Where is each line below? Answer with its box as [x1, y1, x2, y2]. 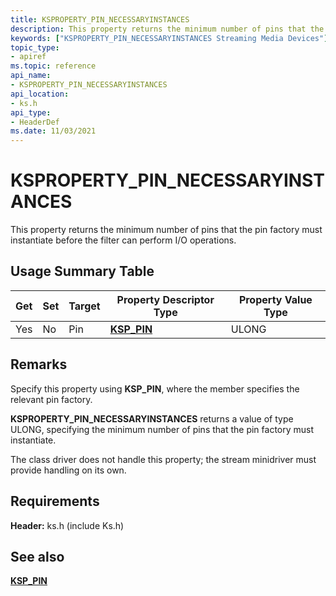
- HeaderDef [10, 117, 60, 127]
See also [10, 548, 65, 565]
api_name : [10, 71, 52, 81]
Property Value [238, 292, 313, 306]
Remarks [10, 356, 68, 373]
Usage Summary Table [10, 263, 155, 280]
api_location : [10, 89, 70, 99]
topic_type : [10, 42, 60, 53]
